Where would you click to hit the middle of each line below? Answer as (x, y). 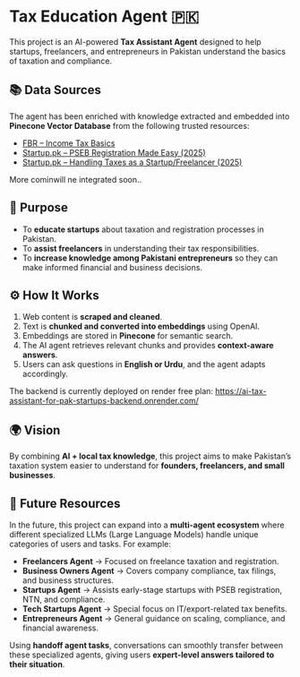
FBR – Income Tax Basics (69, 143)
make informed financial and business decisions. (112, 267)
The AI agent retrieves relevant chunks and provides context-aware (148, 346)
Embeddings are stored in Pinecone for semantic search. (128, 336)
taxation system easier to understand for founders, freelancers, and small (147, 466)
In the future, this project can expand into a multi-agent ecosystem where (147, 525)
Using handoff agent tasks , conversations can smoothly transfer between (146, 645)
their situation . (37, 664)
